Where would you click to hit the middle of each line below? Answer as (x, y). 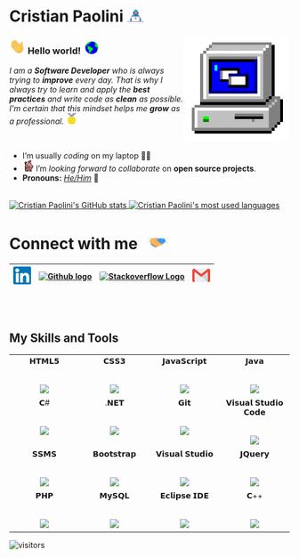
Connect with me (73, 244)
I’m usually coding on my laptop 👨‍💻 (86, 155)
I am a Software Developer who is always (87, 70)
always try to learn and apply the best (80, 89)
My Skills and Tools (64, 338)
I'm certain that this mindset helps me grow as (95, 108)
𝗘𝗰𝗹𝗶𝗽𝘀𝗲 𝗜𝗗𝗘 (184, 496)
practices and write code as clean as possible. (97, 99)
